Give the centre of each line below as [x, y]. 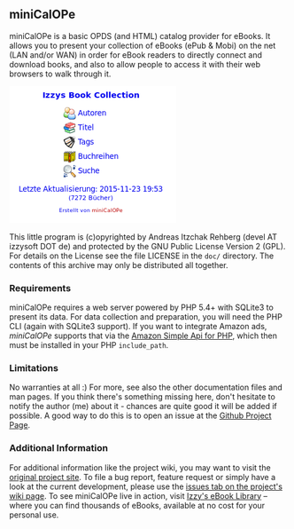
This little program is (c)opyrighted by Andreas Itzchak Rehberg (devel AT [143, 237]
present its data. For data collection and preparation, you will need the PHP [146, 317]
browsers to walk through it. [60, 74]
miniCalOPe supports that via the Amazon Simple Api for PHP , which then [143, 336]
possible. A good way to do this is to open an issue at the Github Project [140, 415]
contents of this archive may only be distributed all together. [119, 264]
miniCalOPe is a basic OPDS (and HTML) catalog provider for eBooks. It [140, 36]
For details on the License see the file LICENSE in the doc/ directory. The [142, 256]
